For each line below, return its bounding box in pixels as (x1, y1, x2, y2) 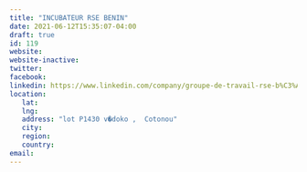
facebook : (9, 73, 48, 82)
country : (21, 140, 55, 149)
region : (21, 132, 51, 141)
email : (9, 148, 35, 157)
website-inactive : (9, 56, 79, 65)
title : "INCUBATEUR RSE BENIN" (9, 13, 129, 23)
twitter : (9, 65, 43, 74)
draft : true (9, 30, 55, 39)
